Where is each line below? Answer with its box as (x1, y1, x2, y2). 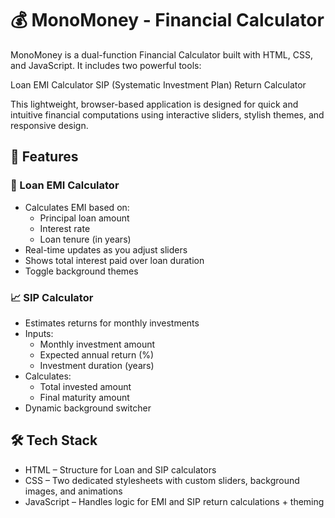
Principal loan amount (39, 212, 130, 224)
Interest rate (39, 222, 91, 234)
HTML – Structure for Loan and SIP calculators (24, 463, 217, 476)
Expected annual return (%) (39, 348, 155, 361)
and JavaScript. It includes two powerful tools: (10, 59, 202, 71)
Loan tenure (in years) (39, 233, 132, 245)
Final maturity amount (39, 391, 130, 403)
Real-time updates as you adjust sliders (24, 243, 188, 256)
